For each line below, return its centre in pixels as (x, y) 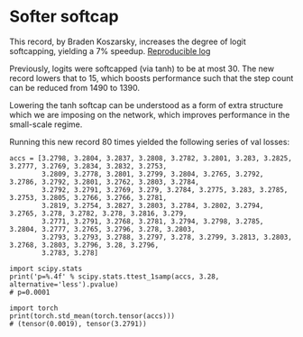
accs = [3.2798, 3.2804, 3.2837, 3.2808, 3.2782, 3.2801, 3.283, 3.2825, (151, 158)
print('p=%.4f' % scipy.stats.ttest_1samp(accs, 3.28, (115, 277)
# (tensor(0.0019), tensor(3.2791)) (78, 323)
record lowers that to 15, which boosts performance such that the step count (151, 77)
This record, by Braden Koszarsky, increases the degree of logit (128, 41)
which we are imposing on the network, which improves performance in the (150, 114)
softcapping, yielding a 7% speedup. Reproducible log (110, 50)
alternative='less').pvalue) (64, 284)
